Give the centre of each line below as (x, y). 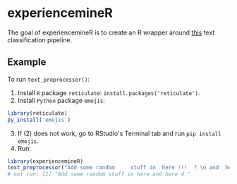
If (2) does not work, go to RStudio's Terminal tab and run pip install (119, 133)
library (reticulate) (38, 113)
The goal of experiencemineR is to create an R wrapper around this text (111, 32)
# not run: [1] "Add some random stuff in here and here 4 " (99, 174)
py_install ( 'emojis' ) (39, 120)
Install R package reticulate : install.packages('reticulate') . (109, 92)
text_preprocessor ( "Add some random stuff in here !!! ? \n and (113, 168)
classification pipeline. (40, 39)
